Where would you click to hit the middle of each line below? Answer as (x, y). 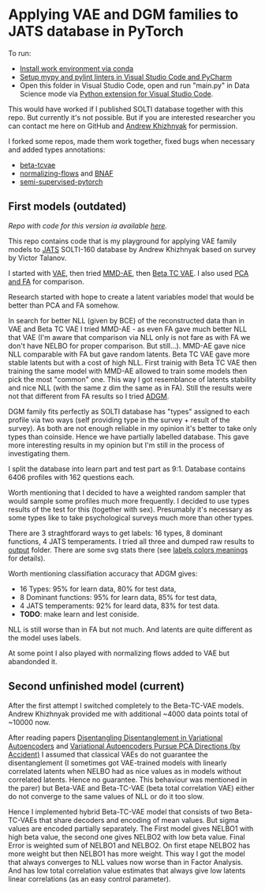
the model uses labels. (45, 637)
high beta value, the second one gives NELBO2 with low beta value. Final (127, 836)
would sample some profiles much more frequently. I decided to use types (129, 500)
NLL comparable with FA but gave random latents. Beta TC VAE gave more (129, 354)
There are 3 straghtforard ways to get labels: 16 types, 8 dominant (116, 533)
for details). (27, 558)
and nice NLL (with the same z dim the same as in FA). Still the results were (130, 387)
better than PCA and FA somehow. (64, 305)
